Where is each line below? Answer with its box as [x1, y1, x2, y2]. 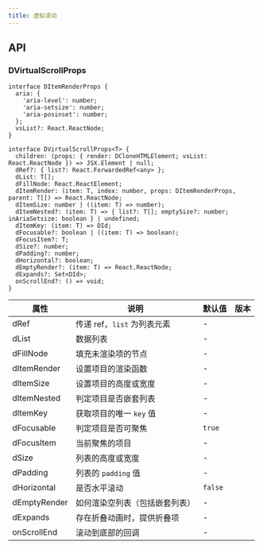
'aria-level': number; [22, 97, 98, 105]
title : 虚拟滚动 [8, 11, 57, 20]
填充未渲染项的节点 [75, 349, 148, 360]
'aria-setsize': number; [22, 104, 105, 112]
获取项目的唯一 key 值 [75, 408, 157, 419]
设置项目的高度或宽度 [75, 378, 156, 389]
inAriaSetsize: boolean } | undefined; [8, 215, 141, 223]
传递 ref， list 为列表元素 [75, 319, 171, 330]
